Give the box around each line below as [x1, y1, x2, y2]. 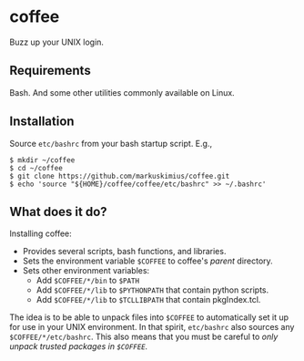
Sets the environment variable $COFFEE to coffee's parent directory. [22, 255, 273, 266]
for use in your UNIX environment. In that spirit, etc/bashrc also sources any [9, 322, 295, 333]
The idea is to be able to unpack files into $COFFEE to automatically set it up [9, 312, 289, 323]
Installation [9, 114, 75, 129]
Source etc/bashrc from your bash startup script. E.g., [9, 138, 212, 149]
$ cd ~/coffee [9, 163, 64, 172]
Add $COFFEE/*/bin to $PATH [35, 275, 139, 286]
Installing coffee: [9, 228, 73, 239]
